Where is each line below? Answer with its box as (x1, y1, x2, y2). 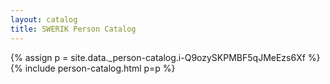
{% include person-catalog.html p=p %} (10, 62, 176, 74)
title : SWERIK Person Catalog (10, 24, 137, 34)
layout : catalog (10, 14, 78, 25)
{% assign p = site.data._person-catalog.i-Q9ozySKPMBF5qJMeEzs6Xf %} (10, 51, 321, 63)
